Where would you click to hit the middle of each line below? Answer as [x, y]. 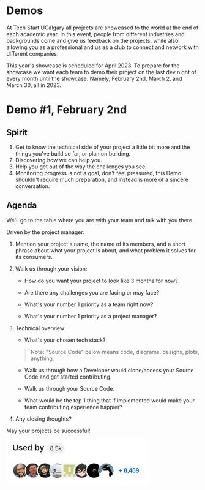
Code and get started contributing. [68, 377]
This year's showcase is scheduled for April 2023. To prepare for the [93, 66]
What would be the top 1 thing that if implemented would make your [109, 400]
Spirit [17, 132]
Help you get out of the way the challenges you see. [81, 167]
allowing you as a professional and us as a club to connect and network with [102, 47]
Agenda [22, 205]
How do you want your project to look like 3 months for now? [101, 281]
